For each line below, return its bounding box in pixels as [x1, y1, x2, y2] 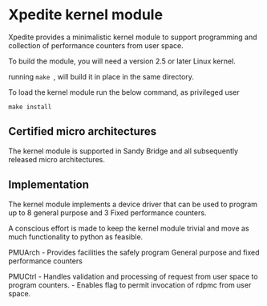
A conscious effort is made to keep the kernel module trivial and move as [8, 223, 250, 233]
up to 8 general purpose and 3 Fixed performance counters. [8, 207, 207, 218]
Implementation [8, 178, 90, 192]
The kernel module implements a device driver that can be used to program [8, 199, 258, 209]
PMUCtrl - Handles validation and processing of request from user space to [8, 271, 258, 281]
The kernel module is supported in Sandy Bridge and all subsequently [8, 146, 239, 156]
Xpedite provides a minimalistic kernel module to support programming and [8, 32, 258, 42]
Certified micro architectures [8, 124, 157, 138]
